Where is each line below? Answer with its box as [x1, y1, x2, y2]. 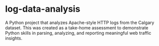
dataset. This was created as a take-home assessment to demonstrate [5, 24, 149, 30]
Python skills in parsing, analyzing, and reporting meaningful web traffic [5, 30, 152, 36]
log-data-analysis [5, 3, 80, 15]
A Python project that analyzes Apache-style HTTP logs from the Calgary [5, 20, 155, 25]
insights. [5, 35, 23, 41]
